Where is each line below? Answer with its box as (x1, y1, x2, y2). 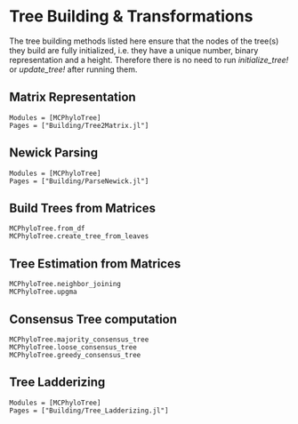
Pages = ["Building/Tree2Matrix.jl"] (9, 121, 149, 130)
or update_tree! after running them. (9, 64, 138, 75)
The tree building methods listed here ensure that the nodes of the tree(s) (9, 36, 279, 46)
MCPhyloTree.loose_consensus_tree (9, 343, 138, 352)
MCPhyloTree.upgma (9, 287, 77, 297)
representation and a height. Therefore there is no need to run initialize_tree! (9, 54, 289, 65)
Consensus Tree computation (9, 311, 178, 326)
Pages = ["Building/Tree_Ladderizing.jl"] (9, 406, 169, 415)
